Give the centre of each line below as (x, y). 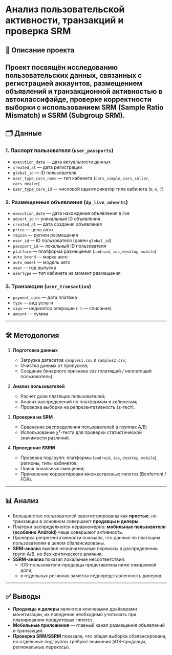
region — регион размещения (45, 235)
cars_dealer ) (26, 183)
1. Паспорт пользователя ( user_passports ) (59, 150)
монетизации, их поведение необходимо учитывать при (74, 614)
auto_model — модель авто (41, 262)
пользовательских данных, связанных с (74, 75)
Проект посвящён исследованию (62, 67)
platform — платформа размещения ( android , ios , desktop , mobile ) (84, 251)
